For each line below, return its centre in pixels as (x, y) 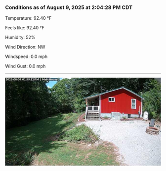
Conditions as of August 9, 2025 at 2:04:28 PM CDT (69, 7)
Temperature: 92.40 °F (28, 18)
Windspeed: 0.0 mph (26, 57)
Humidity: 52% (20, 37)
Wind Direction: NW (25, 47)
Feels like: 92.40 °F (25, 28)
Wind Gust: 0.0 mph (25, 66)
